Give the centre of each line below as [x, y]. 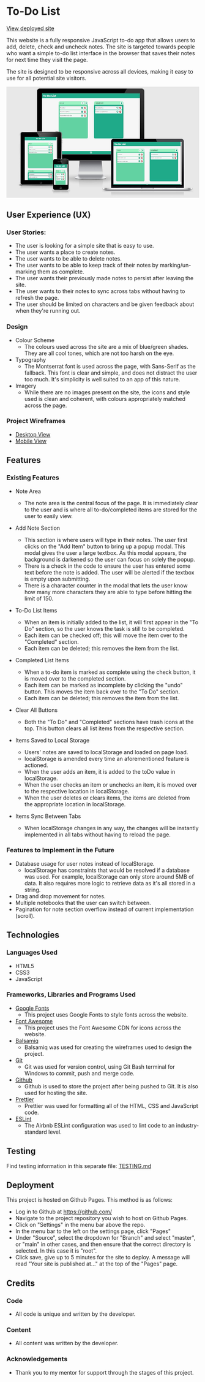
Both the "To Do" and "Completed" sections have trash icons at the [109, 722]
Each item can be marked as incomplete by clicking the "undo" [104, 685]
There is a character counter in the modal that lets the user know [106, 585]
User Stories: [26, 232]
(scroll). [25, 915]
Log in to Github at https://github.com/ [63, 1212]
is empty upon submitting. [57, 579]
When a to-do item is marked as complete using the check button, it [110, 672]
